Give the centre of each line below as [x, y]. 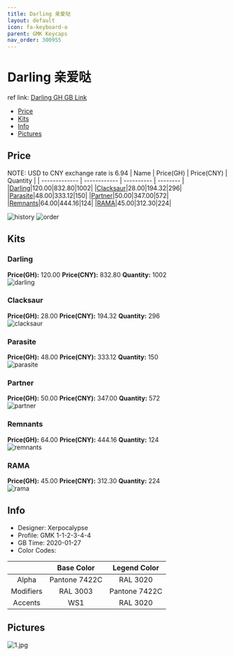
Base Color [76, 568]
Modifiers [27, 591]
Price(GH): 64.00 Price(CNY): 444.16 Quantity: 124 [83, 439]
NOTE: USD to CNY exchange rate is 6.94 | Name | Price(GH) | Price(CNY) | [117, 173]
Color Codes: [37, 550]
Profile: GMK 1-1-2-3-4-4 [54, 535]
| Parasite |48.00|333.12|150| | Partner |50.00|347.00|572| [88, 195]
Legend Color [136, 568]
